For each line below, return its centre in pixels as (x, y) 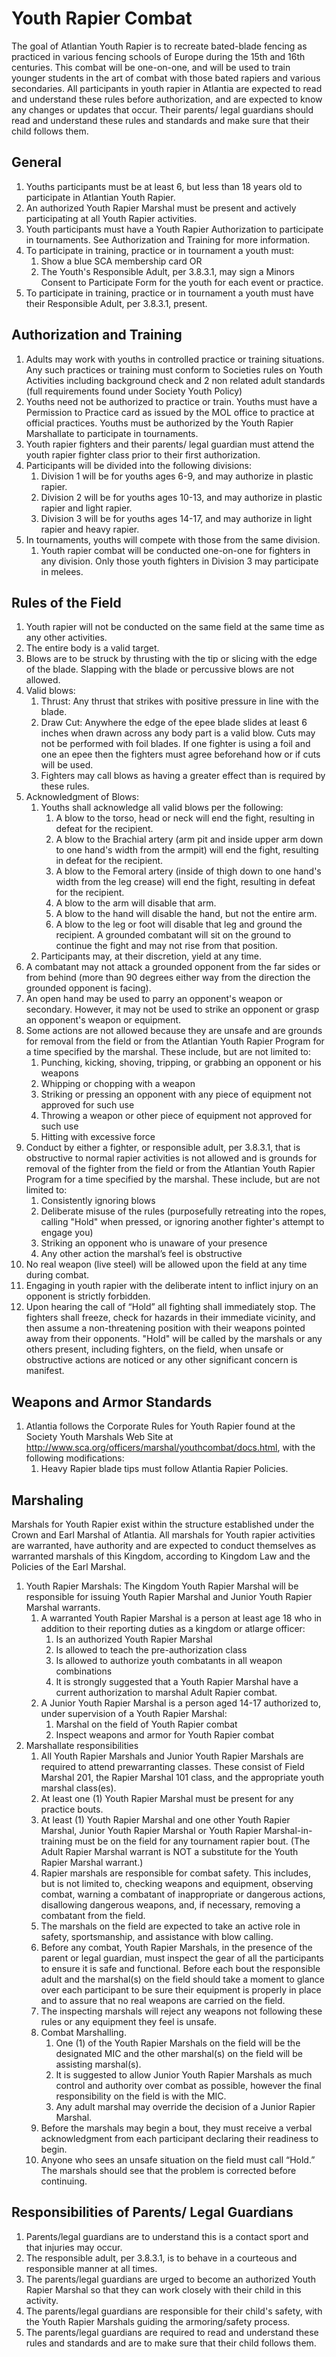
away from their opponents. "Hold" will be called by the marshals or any (174, 1339)
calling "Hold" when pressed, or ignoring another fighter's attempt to (182, 1222)
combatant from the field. (93, 1915)
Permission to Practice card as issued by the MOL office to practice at (170, 412)
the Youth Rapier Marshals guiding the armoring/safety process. (158, 2321)
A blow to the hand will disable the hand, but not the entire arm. (186, 914)
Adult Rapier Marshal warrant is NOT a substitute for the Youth (169, 1851)
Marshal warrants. (63, 1607)
